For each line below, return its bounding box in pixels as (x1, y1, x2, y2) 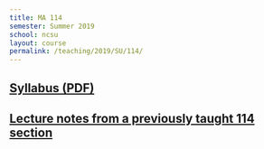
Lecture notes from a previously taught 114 (9, 110, 255, 126)
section (9, 125, 52, 140)
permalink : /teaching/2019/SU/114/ (9, 47, 144, 56)
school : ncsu (9, 30, 59, 39)
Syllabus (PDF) (9, 80, 95, 96)
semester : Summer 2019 (9, 22, 95, 31)
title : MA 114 (9, 13, 63, 23)
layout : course (9, 38, 67, 48)
